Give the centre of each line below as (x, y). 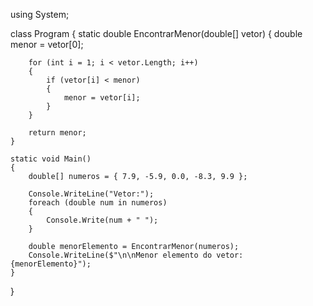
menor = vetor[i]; (102, 98)
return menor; (57, 133)
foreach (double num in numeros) (98, 203)
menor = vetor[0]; (47, 44)
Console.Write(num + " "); (102, 220)
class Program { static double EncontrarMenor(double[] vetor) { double (156, 33)
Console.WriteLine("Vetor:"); (91, 194)
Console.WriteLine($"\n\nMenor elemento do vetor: (136, 255)
